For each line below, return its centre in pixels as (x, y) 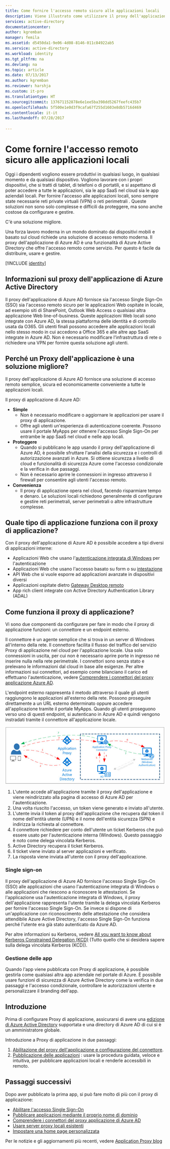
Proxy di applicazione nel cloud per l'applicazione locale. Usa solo (74, 650)
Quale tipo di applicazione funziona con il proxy (82, 522)
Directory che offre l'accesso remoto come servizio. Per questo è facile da (83, 248)
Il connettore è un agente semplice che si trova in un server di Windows (80, 640)
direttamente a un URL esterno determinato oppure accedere (69, 703)
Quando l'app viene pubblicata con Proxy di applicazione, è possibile (77, 969)
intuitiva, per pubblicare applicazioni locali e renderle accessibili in (82, 1060)
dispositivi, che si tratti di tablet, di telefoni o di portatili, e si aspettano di (80, 185)
